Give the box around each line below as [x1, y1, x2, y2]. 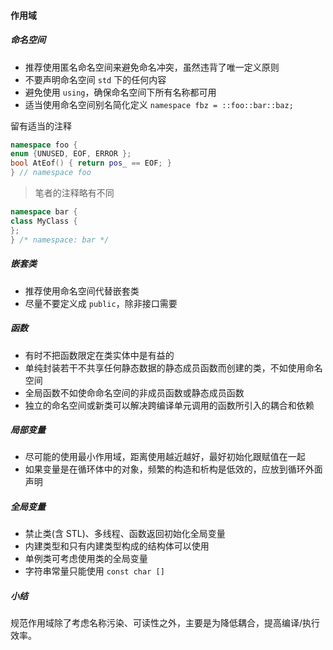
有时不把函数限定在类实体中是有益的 [24, 349, 175, 361]
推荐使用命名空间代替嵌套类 [24, 285, 140, 297]
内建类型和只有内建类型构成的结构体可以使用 [24, 540, 210, 552]
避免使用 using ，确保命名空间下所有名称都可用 [24, 86, 217, 98]
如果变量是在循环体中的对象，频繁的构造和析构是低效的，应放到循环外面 [24, 463, 323, 475]
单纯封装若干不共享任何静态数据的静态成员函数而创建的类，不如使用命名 [24, 361, 323, 374]
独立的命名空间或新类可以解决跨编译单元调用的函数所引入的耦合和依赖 [24, 399, 315, 411]
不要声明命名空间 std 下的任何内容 [24, 73, 167, 85]
